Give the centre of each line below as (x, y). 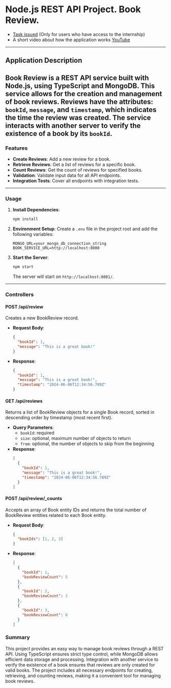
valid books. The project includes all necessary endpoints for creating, (79, 670)
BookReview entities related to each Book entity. (56, 515)
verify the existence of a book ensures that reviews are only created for (80, 665)
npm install (25, 219)
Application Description (44, 60)
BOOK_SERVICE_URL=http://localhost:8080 (56, 248)
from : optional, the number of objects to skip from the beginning (87, 444)
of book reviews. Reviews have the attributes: (79, 102)
